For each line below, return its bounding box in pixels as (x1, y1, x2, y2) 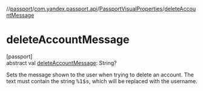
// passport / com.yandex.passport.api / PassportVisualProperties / (6, 5, 165, 12)
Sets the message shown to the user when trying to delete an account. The (6, 71, 194, 78)
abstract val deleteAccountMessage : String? (6, 59, 117, 66)
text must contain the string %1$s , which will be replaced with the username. (6, 77, 198, 84)
